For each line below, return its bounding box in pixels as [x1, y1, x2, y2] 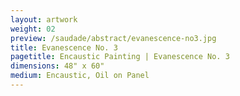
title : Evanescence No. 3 [10, 42, 118, 53]
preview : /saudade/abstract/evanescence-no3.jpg [10, 33, 217, 43]
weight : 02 [10, 24, 56, 34]
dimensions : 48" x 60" [10, 61, 105, 71]
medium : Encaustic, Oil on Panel [10, 71, 150, 81]
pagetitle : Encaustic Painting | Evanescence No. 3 [10, 52, 230, 62]
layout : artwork [10, 14, 78, 25]
